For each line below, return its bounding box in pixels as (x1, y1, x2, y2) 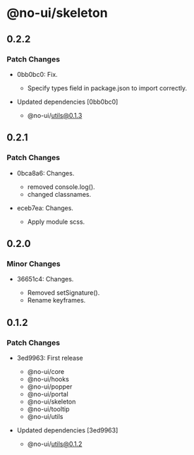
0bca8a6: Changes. (16, 169, 75, 177)
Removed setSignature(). (27, 289, 100, 297)
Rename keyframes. (27, 296, 86, 305)
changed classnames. (27, 190, 92, 198)
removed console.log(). (27, 182, 96, 191)
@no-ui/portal (27, 389, 68, 398)
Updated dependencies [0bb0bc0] (16, 97, 119, 106)
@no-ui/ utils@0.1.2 (27, 439, 83, 448)
